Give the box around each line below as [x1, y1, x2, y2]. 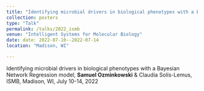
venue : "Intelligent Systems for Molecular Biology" [6, 32, 143, 38]
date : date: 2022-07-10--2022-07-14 [6, 37, 99, 43]
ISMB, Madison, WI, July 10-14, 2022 [6, 77, 98, 85]
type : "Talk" [6, 20, 39, 26]
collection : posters [6, 15, 59, 21]
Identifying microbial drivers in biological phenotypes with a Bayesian [6, 64, 180, 72]
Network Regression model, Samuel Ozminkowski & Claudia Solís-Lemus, [6, 71, 192, 78]
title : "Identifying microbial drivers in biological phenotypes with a [6, 8, 194, 15]
